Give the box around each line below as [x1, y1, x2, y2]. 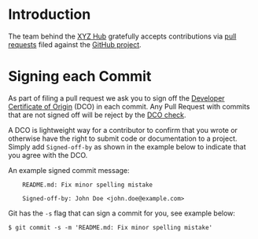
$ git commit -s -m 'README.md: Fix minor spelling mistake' [8, 223, 213, 231]
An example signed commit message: [8, 165, 130, 175]
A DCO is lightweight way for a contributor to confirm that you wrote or [8, 125, 238, 134]
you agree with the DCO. [8, 150, 88, 160]
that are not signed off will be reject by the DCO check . [8, 110, 186, 119]
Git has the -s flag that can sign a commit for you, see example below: [8, 208, 236, 218]
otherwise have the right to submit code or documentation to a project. [8, 134, 238, 143]
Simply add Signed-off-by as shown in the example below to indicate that [8, 142, 246, 151]
